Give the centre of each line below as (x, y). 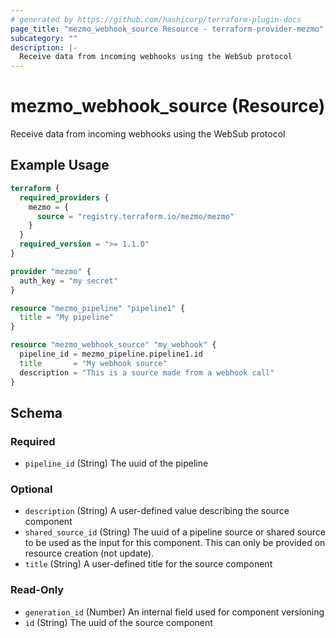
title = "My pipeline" (66, 317)
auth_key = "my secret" (68, 281)
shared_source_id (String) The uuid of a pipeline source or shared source (175, 532)
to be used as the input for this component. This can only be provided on (175, 543)
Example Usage (60, 165)
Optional (31, 489)
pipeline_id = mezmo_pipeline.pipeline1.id (111, 354)
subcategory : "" (44, 38)
